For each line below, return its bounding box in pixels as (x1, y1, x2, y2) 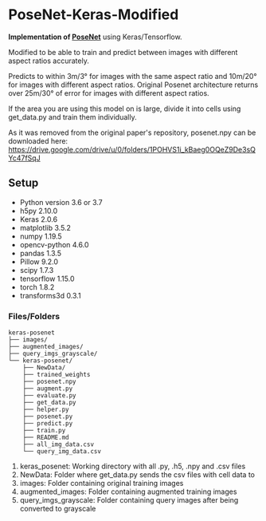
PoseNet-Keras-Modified (8, 6, 179, 24)
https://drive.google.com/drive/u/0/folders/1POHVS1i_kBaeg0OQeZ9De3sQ (8, 144, 256, 154)
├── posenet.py (22, 412, 73, 420)
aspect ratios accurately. (8, 56, 89, 65)
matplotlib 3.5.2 (19, 223, 72, 232)
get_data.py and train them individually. (8, 112, 137, 121)
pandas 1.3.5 (19, 248, 62, 258)
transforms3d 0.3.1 (19, 290, 81, 300)
